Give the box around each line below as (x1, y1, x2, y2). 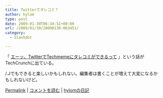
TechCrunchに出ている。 (5, 60, 57, 66)
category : (5, 30, 26, 35)
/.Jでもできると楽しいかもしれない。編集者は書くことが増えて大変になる (5, 70, 154, 76)
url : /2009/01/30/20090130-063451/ (5, 26, 79, 31)
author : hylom (5, 12, 35, 17)
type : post (5, 16, 28, 21)
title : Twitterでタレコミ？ (5, 7, 59, 12)
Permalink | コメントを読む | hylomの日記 (5, 87, 89, 93)
